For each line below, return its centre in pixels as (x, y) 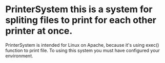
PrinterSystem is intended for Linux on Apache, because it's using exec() (82, 45)
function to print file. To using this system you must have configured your (83, 50)
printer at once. (39, 31)
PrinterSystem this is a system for (79, 9)
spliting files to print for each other (81, 20)
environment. (19, 56)
